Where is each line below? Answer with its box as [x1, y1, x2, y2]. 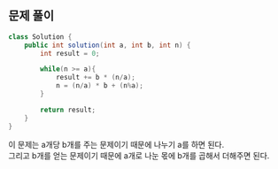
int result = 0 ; [40, 49, 100, 58]
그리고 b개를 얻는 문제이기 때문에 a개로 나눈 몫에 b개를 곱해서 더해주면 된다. [8, 150, 270, 161]
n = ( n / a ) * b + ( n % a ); [55, 81, 143, 90]
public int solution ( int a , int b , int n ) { [24, 41, 191, 50]
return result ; [40, 105, 97, 114]
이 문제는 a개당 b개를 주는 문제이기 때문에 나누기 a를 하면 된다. [8, 139, 225, 150]
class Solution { [8, 32, 73, 42]
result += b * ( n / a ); [55, 73, 136, 82]
